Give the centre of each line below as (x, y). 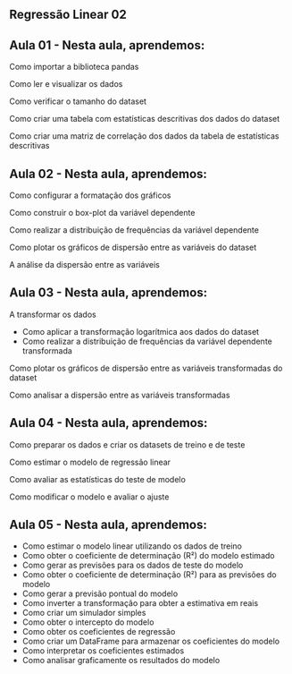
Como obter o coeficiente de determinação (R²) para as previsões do (149, 575)
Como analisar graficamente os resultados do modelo (121, 661)
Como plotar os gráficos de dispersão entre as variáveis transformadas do (146, 368)
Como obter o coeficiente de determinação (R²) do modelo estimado (148, 556)
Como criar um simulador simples (84, 613)
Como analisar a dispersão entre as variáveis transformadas (120, 395)
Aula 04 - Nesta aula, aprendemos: (108, 423)
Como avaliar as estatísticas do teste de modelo (97, 479)
